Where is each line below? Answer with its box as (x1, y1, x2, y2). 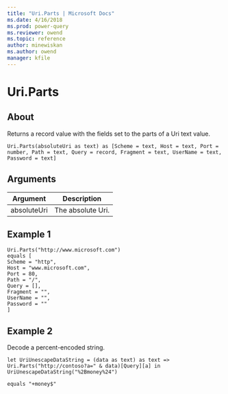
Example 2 (7, 325, 53, 336)
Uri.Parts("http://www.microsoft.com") (7, 247, 121, 254)
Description (62, 193, 102, 203)
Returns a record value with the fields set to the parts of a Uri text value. (7, 130, 211, 138)
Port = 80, (7, 271, 38, 278)
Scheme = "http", (7, 258, 57, 266)
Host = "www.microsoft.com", (7, 264, 90, 271)
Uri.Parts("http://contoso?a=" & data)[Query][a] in (7, 362, 161, 370)
